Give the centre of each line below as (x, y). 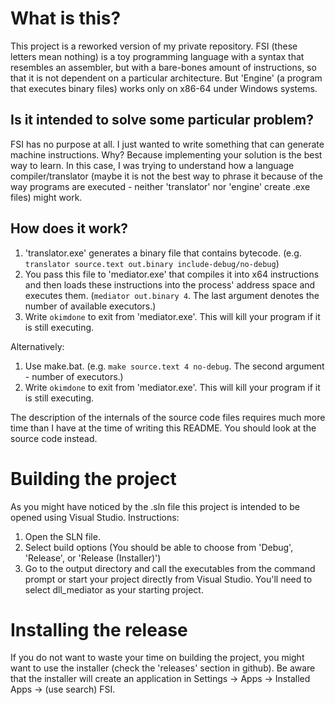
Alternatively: (37, 346)
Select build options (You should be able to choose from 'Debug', (159, 547)
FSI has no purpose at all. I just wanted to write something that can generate (167, 144)
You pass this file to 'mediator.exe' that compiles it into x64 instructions (172, 274)
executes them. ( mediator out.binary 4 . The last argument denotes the (172, 295)
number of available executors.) (90, 306)
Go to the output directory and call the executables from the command (170, 568)
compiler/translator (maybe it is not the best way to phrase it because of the (166, 176)
